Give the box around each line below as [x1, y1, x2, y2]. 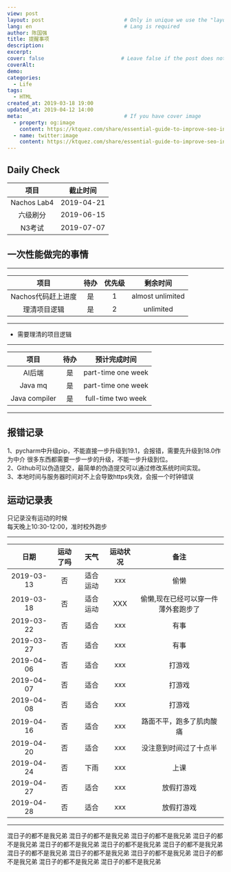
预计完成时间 [95, 355, 137, 364]
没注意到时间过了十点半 [141, 743, 218, 753]
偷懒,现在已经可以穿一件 [140, 594, 219, 604]
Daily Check [7, 163, 60, 176]
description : [7, 42, 45, 49]
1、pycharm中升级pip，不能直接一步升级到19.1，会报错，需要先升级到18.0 [7, 446, 215, 455]
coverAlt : [7, 61, 36, 68]
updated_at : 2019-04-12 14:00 [7, 106, 94, 113]
